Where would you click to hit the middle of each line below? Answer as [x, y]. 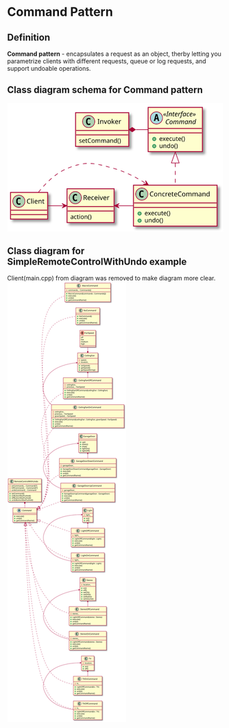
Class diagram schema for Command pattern [105, 90]
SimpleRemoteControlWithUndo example [97, 262]
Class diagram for [46, 251]
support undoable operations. [49, 68]
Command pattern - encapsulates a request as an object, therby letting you [114, 54]
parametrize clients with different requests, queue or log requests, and [107, 61]
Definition [28, 37]
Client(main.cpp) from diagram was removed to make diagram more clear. [111, 278]
